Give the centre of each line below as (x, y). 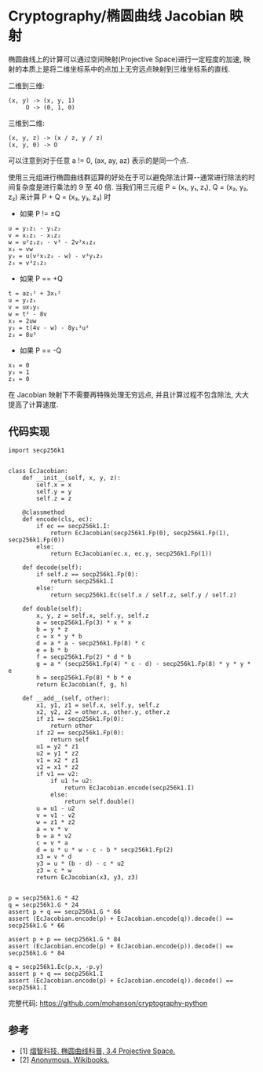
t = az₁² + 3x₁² (35, 293)
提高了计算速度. (33, 404)
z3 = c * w (54, 871)
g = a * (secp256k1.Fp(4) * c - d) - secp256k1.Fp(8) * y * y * (144, 664)
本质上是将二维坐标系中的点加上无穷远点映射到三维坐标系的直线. (126, 68)
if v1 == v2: (58, 774)
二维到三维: (27, 85)
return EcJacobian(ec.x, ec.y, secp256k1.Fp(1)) (131, 553)
